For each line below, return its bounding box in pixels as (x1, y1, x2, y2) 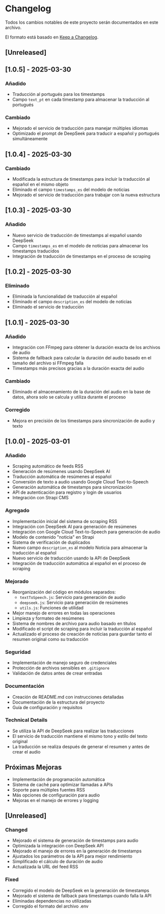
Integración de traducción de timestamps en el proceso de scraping (12, 253, 151, 259)
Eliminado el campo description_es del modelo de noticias (12, 299, 132, 305)
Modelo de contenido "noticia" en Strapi (12, 534, 94, 540)
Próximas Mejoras (5, 763, 62, 772)
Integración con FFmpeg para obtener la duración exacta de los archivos (12, 344, 161, 351)
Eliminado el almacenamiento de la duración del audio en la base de (12, 389, 151, 395)
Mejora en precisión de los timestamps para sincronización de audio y (12, 418, 155, 424)
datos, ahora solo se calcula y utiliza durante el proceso (12, 394, 126, 400)
